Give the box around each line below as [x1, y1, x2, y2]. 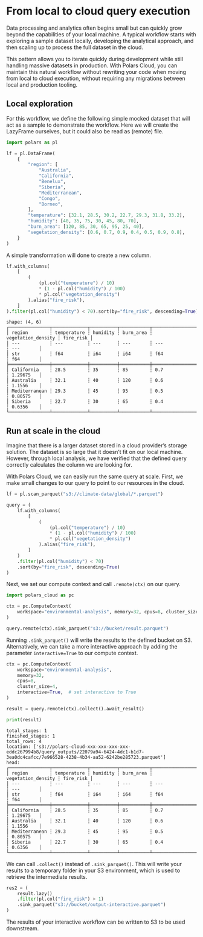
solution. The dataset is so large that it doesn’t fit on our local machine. [6, 448, 183, 456]
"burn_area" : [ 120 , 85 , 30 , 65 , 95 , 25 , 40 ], [28, 224, 145, 230]
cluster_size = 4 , [17, 684, 59, 690]
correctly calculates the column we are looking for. [6, 461, 133, 468]
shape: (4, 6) [6, 319, 42, 325]
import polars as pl [6, 139, 59, 145]
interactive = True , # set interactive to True [17, 689, 137, 695]
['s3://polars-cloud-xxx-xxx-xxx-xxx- [33, 744, 131, 750]
